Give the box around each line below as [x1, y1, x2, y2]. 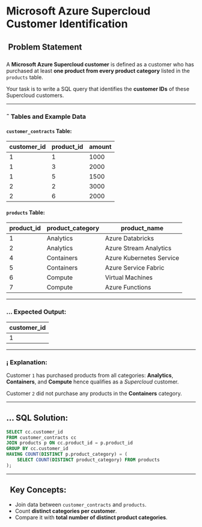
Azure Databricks [105, 234, 155, 242]
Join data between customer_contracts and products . [14, 500, 147, 508]
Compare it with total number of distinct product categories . [14, 514, 168, 521]
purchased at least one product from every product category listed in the [6, 68, 191, 74]
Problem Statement [8, 42, 82, 52]
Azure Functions [105, 283, 151, 292]
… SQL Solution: [6, 413, 69, 423]
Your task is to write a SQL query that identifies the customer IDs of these [6, 86, 189, 92]
